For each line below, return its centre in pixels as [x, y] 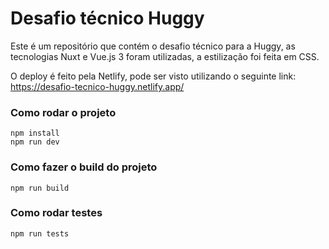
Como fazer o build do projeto [84, 167]
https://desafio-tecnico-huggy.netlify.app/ [97, 86]
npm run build [40, 188]
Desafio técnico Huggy [107, 18]
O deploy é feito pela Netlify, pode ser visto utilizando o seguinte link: [153, 76]
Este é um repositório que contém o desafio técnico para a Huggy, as [153, 46]
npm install [35, 133]
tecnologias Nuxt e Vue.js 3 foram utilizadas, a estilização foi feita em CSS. [165, 56]
